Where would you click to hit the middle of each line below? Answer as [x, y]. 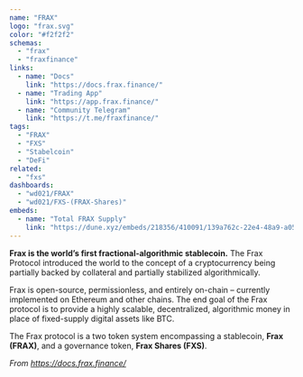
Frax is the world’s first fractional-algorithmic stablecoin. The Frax [136, 253]
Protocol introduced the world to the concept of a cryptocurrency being [142, 262]
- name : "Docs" [46, 77]
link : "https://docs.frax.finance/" [95, 85]
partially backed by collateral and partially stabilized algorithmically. [135, 272]
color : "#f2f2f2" [42, 34]
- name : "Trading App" [60, 93]
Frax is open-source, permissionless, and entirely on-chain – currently [140, 290]
